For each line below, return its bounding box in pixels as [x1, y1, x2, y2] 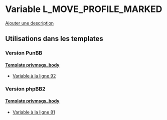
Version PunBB [5, 49, 43, 56]
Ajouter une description [5, 20, 54, 26]
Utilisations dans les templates [5, 34, 104, 43]
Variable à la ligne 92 [12, 73, 56, 79]
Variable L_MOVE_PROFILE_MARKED [5, 3, 162, 15]
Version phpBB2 [5, 85, 46, 92]
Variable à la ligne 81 [12, 109, 55, 115]
